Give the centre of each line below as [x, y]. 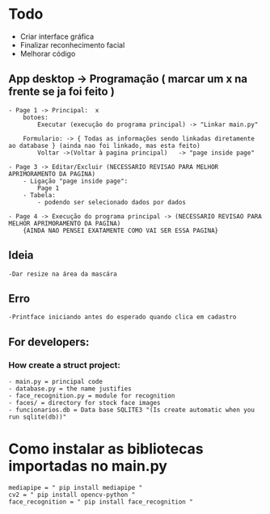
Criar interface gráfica [57, 36]
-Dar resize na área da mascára [63, 274]
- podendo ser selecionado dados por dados [112, 202]
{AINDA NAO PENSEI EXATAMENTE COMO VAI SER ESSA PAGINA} [121, 230]
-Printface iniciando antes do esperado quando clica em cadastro [122, 317]
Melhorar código [48, 53]
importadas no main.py [88, 466]
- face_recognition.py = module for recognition [92, 396]
